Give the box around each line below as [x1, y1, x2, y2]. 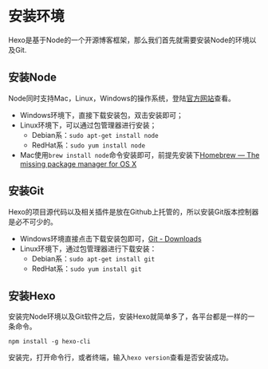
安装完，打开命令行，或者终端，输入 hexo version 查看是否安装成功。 [8, 352, 233, 363]
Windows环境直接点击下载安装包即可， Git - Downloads [19, 234, 202, 243]
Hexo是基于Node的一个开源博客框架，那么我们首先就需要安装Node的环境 [8, 35, 250, 45]
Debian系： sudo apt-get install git [31, 253, 156, 263]
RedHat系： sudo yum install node [31, 140, 146, 150]
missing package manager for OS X [19, 159, 137, 168]
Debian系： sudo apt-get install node [31, 130, 159, 139]
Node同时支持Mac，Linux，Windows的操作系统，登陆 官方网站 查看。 [8, 93, 235, 103]
